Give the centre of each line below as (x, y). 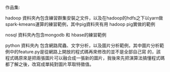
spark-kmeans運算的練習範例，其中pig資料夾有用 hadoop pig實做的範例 (80, 24)
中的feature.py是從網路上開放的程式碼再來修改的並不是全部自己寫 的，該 (85, 52)
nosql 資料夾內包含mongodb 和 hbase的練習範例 (56, 35)
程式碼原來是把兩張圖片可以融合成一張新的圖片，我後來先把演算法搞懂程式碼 (85, 58)
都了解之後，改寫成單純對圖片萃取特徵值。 (50, 64)
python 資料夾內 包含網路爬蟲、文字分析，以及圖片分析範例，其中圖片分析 (82, 45)
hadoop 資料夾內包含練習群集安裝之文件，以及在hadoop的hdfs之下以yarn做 (84, 18)
